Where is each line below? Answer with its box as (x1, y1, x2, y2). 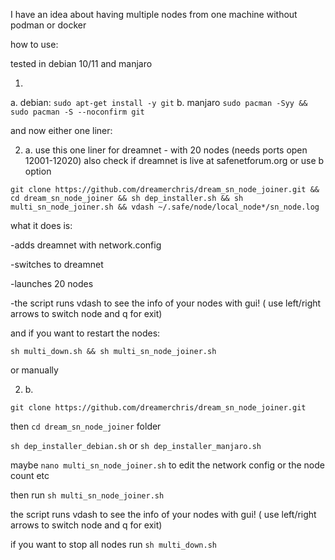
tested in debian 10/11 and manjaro (10, 58, 153, 69)
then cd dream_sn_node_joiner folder (10, 420, 162, 432)
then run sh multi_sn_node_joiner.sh (10, 489, 165, 501)
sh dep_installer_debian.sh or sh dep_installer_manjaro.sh (10, 440, 262, 451)
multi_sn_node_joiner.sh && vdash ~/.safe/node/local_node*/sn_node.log (10, 202, 320, 212)
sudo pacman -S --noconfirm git (10, 107, 145, 117)
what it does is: (10, 220, 73, 231)
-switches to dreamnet (10, 259, 104, 270)
